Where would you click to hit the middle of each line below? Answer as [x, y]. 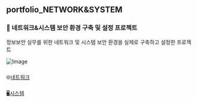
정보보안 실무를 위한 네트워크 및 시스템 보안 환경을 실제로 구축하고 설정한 [91, 42]
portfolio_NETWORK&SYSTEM [64, 10]
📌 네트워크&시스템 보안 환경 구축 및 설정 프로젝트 [72, 28]
